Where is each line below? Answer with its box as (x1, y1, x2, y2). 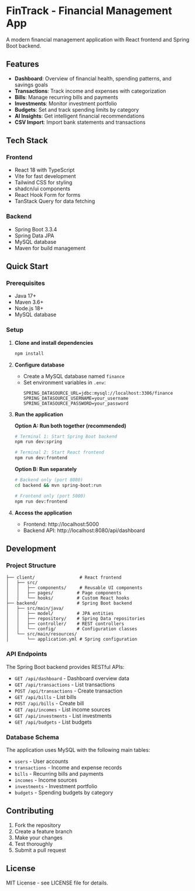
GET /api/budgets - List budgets (14, 718, 92, 725)
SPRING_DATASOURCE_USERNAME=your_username (23, 395, 129, 401)
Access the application (14, 509, 72, 516)
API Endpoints (6, 650, 47, 658)
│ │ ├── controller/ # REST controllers (6, 621, 125, 627)
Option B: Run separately (14, 466, 77, 473)
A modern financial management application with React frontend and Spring (6, 36, 190, 43)
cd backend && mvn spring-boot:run (14, 482, 102, 488)
